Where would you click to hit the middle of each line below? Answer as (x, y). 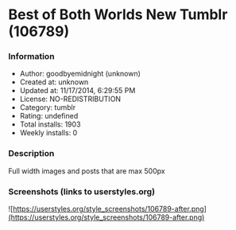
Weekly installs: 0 (48, 133)
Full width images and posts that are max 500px (87, 171)
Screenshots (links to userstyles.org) (82, 191)
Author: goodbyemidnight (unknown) (80, 74)
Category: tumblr (48, 107)
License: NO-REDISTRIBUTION (70, 99)
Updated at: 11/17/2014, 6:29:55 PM (77, 91)
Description (31, 154)
